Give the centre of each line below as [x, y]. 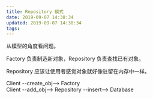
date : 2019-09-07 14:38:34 [40, 17]
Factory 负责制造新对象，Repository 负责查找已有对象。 [75, 59]
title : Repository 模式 [35, 12]
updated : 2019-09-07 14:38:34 [44, 23]
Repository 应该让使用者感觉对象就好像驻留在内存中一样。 [78, 72]
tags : [13, 28]
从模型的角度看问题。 [32, 46]
